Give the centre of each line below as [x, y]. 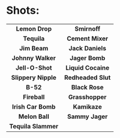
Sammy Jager [87, 116]
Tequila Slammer [34, 126]
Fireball [34, 97]
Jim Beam [34, 48]
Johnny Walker [34, 58]
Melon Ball [34, 116]
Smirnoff [88, 29]
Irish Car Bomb [34, 107]
